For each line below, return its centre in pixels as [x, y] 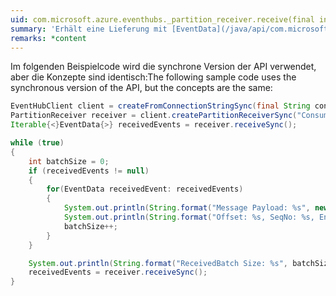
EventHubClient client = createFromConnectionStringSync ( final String [160, 106]
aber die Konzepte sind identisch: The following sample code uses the [153, 77]
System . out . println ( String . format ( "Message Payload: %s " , [187, 208]
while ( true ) [37, 143]
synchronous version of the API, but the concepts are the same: [141, 88]
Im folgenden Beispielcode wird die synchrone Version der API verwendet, [163, 67]
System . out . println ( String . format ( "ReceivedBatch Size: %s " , [158, 263]
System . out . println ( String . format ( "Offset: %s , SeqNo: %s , [189, 217]
